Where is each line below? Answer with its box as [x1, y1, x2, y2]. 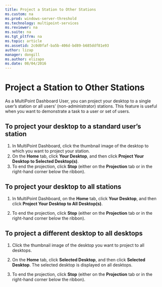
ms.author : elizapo [5, 57, 44, 62]
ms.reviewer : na [5, 25, 38, 30]
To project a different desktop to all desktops [5, 229, 143, 238]
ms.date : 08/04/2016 [5, 61, 47, 66]
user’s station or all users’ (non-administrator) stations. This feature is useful [5, 103, 157, 109]
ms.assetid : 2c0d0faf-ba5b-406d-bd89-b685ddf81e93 [5, 43, 109, 48]
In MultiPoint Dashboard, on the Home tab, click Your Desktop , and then [12, 195, 157, 201]
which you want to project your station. [12, 148, 90, 154]
